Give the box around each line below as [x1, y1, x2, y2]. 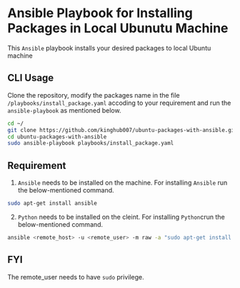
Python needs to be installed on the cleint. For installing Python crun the [17, 212, 225, 221]
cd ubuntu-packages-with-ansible [7, 133, 107, 140]
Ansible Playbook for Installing [7, 5, 193, 21]
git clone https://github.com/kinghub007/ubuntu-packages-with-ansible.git [7, 126, 238, 133]
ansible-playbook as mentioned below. [7, 106, 121, 115]
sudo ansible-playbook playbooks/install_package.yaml [7, 140, 174, 147]
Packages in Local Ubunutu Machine [7, 20, 229, 36]
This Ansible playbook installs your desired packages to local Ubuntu [7, 43, 211, 52]
